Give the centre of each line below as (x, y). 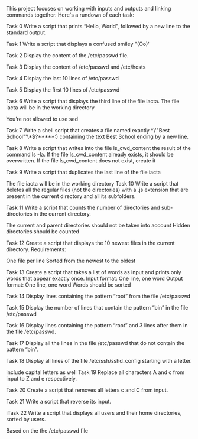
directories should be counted (43, 232)
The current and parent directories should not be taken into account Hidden (98, 225)
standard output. (26, 32)
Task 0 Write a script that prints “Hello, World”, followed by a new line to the (98, 26)
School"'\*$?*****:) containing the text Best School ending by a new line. (98, 136)
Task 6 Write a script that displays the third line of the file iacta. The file (93, 101)
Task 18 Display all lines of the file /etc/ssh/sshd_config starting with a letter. (99, 361)
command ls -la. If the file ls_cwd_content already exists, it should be (90, 154)
